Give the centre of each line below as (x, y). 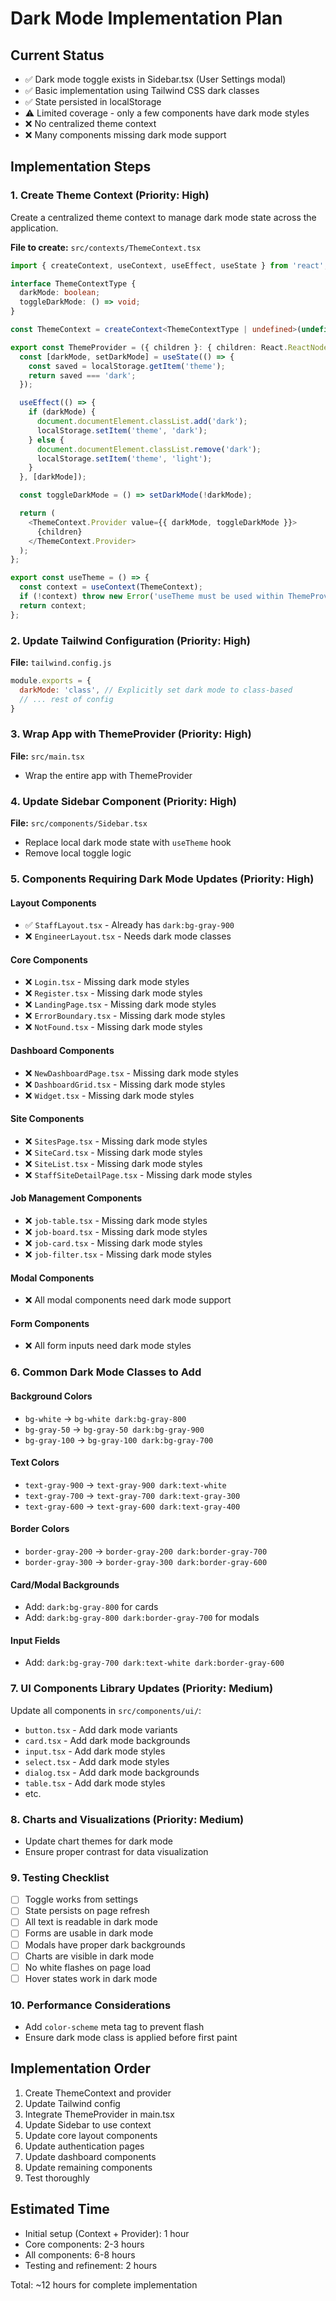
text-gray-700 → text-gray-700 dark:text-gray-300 (132, 1495)
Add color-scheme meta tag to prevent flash (114, 2027)
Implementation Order (81, 2068)
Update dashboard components (90, 2156)
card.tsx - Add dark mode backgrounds (107, 1740)
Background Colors (51, 1396)
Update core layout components (91, 2135)
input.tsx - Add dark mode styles (95, 1751)
